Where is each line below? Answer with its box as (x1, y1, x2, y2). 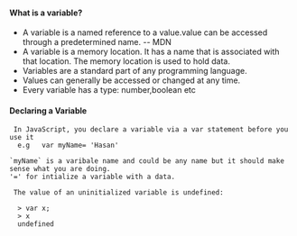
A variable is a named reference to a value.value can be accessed (22, 27, 268, 38)
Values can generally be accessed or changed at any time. (22, 75, 241, 86)
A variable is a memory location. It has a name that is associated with (22, 46, 280, 58)
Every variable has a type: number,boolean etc (22, 85, 197, 95)
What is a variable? (9, 7, 83, 18)
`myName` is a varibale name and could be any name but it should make (9, 157, 284, 166)
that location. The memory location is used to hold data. (22, 56, 230, 67)
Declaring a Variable (9, 104, 88, 116)
